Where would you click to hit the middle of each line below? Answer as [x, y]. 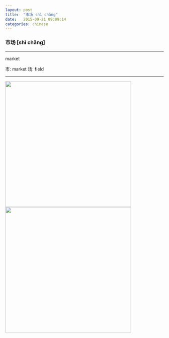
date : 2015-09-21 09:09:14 [36, 19]
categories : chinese [27, 24]
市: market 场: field [25, 69]
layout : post [19, 10]
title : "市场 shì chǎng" [31, 15]
